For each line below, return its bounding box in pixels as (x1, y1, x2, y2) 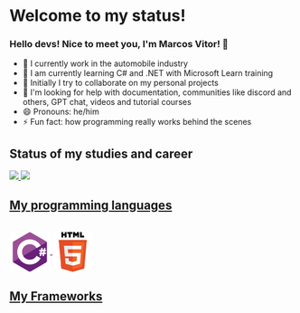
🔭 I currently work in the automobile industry (22, 58, 188, 69)
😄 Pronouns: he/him (22, 106, 99, 118)
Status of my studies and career (9, 146, 193, 161)
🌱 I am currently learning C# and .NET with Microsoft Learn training (22, 68, 274, 79)
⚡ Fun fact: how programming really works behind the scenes (22, 117, 252, 128)
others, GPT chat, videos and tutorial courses (22, 97, 192, 108)
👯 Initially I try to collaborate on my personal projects (22, 78, 219, 89)
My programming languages (9, 197, 173, 213)
